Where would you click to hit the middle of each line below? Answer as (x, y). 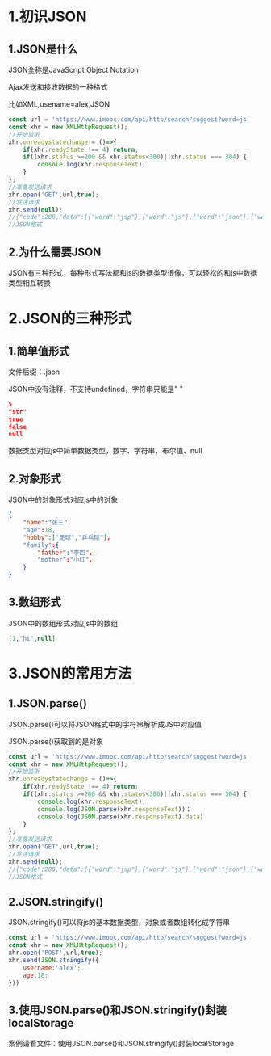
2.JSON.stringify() (56, 902)
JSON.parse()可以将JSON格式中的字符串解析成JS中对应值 (105, 724)
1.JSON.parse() (48, 704)
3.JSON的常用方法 (70, 673)
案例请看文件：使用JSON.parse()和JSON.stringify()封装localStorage (121, 1044)
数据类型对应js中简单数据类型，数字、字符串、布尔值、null (106, 451)
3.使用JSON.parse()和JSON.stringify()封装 (118, 1010)
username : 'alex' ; (52, 968)
